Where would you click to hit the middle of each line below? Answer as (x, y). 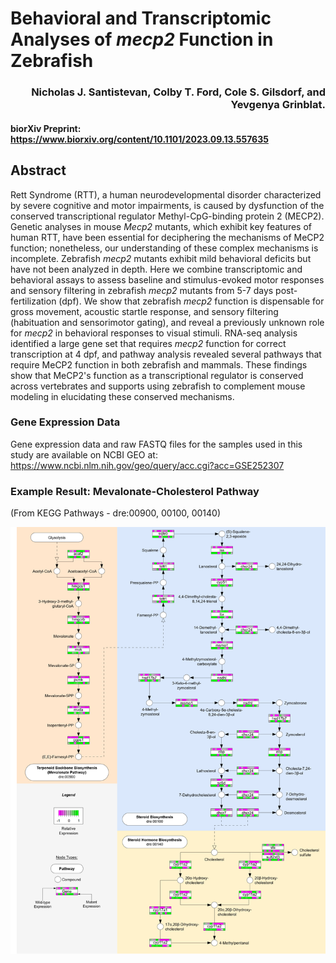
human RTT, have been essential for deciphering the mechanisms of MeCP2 (167, 237)
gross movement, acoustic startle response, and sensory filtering (144, 311)
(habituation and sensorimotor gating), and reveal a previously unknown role (167, 322)
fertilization (33, 301)
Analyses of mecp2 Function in (142, 39)
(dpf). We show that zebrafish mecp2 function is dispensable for (191, 301)
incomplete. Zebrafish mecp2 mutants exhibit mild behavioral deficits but (161, 258)
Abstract (38, 170)
